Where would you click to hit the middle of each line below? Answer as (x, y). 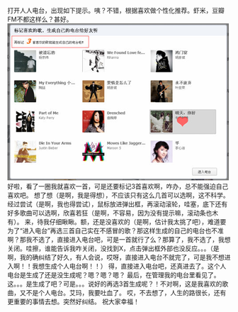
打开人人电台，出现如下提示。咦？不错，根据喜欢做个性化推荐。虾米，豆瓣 (116, 10)
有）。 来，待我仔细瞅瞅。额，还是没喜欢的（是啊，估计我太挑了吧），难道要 (117, 222)
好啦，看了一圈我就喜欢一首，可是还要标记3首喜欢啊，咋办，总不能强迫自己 (118, 186)
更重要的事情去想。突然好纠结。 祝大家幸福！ (73, 301)
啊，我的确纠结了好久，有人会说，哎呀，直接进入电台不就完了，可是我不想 (116, 257)
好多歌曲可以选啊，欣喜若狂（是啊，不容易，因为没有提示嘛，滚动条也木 (113, 213)
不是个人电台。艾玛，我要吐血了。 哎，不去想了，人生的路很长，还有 (126, 292)
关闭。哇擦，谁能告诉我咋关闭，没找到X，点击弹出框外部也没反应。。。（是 (113, 248)
